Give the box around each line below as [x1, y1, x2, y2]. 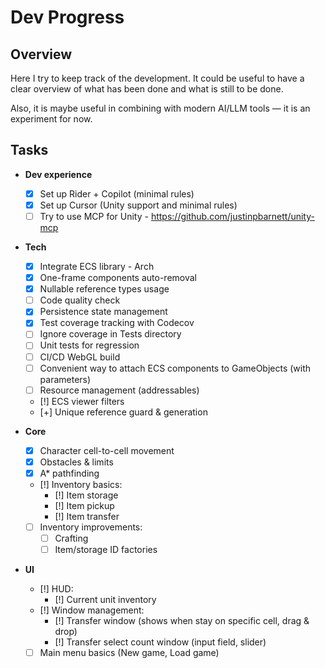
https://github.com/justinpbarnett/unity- [150, 210, 315, 222]
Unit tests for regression [39, 339, 140, 351]
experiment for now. [10, 113, 93, 125]
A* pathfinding [39, 467, 100, 479]
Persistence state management [39, 306, 168, 318]
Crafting [54, 532, 89, 544]
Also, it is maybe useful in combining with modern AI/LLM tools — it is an [10, 102, 311, 114]
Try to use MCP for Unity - [39, 210, 149, 222]
